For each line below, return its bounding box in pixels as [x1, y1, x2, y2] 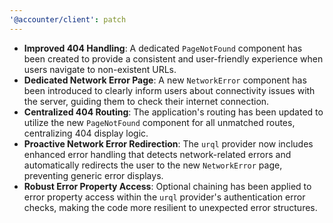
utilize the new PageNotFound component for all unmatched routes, [23, 116, 296, 128]
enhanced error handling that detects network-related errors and [23, 148, 292, 160]
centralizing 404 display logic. [23, 127, 149, 139]
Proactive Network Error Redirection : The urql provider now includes [23, 137, 314, 150]
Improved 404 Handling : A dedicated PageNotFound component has [23, 42, 303, 54]
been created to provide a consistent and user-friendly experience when [23, 52, 324, 65]
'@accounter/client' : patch [9, 14, 127, 25]
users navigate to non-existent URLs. [23, 63, 177, 75]
